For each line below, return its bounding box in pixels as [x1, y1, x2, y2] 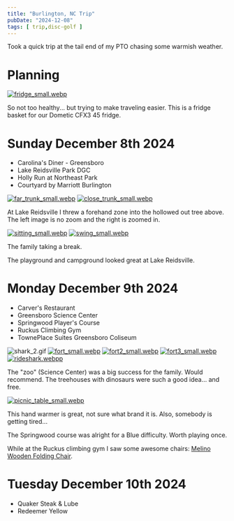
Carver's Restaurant [17, 304, 75, 312]
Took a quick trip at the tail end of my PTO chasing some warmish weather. [7, 43, 224, 51]
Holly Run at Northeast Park [17, 173, 98, 182]
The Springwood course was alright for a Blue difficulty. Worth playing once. [7, 431, 228, 439]
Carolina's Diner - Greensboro [17, 159, 105, 167]
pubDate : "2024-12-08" [7, 17, 73, 24]
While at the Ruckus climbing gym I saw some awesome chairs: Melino [7, 445, 211, 453]
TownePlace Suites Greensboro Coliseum [17, 334, 137, 342]
